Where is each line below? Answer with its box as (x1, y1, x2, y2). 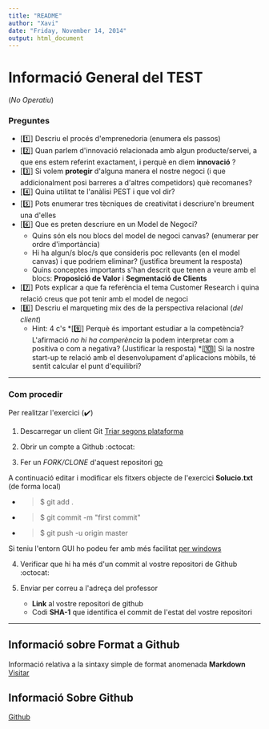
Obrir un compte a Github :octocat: (19, 442, 135, 452)
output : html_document (8, 34, 84, 43)
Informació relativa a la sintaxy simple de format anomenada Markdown (8, 659, 246, 669)
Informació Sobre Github (8, 691, 134, 704)
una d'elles (19, 210, 57, 221)
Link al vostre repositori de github (31, 598, 144, 608)
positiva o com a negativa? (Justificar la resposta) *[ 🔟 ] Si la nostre (31, 344, 255, 354)
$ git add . (39, 496, 74, 506)
